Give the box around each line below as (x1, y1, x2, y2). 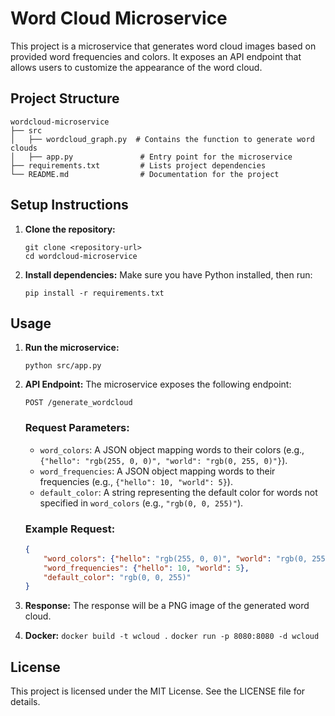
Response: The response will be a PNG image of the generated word (24, 600, 310, 612)
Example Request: (24, 522, 116, 536)
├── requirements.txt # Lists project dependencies (10, 160, 267, 171)
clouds (10, 143, 38, 153)
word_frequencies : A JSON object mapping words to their (39, 465, 276, 477)
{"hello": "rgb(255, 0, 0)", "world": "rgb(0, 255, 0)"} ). (39, 454, 288, 466)
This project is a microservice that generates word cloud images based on (10, 40, 317, 52)
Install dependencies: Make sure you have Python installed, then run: (24, 268, 313, 281)
